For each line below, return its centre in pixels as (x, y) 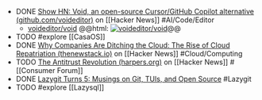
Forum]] (70, 70)
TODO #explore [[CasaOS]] (60, 37)
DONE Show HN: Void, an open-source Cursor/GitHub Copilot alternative (135, 12)
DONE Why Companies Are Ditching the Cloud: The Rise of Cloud (123, 45)
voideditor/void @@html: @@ (104, 28)
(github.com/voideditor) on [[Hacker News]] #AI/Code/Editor (115, 20)
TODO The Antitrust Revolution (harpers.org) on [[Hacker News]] (122, 62)
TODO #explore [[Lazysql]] (60, 87)
